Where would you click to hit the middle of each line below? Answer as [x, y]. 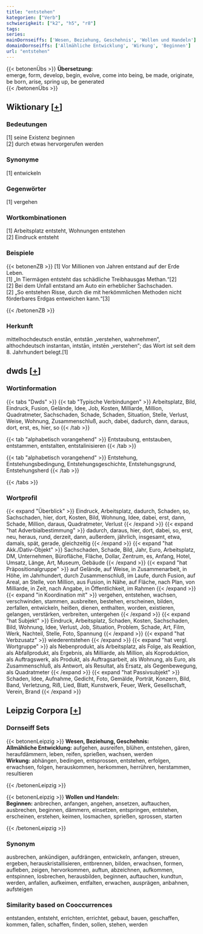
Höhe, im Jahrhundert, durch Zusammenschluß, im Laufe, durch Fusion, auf [101, 575]
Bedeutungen [27, 124]
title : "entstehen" [31, 12]
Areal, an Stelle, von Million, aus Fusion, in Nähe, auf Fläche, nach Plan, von [101, 582]
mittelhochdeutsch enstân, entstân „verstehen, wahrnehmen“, [83, 339]
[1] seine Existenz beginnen [41, 138]
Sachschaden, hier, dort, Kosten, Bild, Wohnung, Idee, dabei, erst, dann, [96, 517]
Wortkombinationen [36, 217]
